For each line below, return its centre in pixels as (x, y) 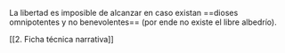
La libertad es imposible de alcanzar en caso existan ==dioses (124, 13)
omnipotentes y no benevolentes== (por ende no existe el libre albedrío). (143, 22)
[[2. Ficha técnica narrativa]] (61, 39)
